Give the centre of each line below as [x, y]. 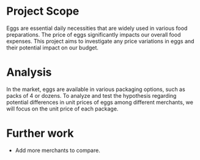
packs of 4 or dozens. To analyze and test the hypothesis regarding [91, 95]
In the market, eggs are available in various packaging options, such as [96, 89]
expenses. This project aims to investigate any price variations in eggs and [100, 41]
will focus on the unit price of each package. [62, 109]
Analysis [29, 72]
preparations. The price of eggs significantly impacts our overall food [94, 34]
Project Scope [43, 11]
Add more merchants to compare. [58, 150]
